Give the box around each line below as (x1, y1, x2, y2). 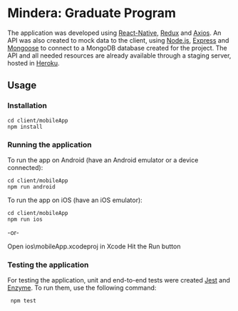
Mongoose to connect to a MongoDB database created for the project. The (7, 43, 227, 52)
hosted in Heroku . (7, 58, 60, 67)
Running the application (7, 139, 92, 149)
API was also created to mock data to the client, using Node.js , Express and (7, 36, 229, 44)
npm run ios (7, 216, 43, 223)
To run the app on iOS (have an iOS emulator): (7, 196, 143, 204)
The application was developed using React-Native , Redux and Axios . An (7, 28, 222, 37)
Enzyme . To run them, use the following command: (7, 283, 157, 292)
